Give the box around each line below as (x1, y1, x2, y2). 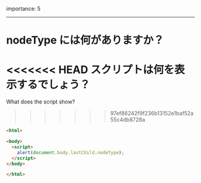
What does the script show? (6, 98, 75, 105)
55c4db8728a (110, 116, 145, 123)
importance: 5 (6, 5, 41, 12)
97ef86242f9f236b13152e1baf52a (110, 110, 194, 117)
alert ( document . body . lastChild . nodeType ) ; (17, 150, 124, 155)
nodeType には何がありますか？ (6, 33, 165, 47)
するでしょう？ (17, 78, 91, 91)
